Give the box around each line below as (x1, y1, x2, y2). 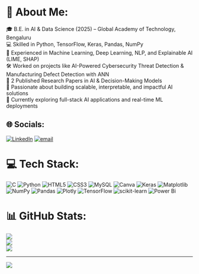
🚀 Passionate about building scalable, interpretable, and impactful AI (6, 83, 173, 90)
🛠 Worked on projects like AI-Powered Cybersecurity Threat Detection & (6, 62, 184, 69)
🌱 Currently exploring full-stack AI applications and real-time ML (6, 96, 163, 103)
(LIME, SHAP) (6, 55, 40, 62)
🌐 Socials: (6, 119, 45, 130)
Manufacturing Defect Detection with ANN (6, 71, 110, 78)
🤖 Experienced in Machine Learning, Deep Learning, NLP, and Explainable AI (6, 49, 193, 56)
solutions (6, 89, 28, 97)
